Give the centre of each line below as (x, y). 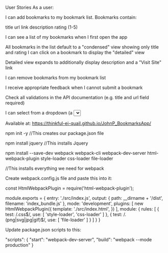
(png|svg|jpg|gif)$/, (26, 220)
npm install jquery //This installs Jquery (47, 143)
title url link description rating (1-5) (42, 27)
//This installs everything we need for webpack (55, 168)
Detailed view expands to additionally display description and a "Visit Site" (83, 62)
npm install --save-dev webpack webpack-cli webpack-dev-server (76, 153)
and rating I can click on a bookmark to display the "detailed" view (75, 52)
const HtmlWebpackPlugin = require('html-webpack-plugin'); (70, 188)
